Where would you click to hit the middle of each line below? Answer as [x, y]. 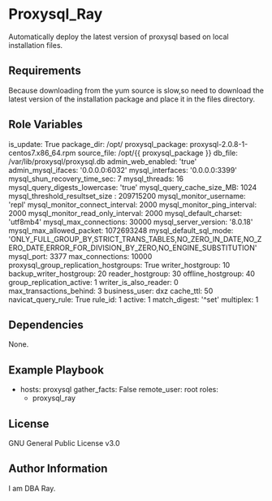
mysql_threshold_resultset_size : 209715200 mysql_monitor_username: [127, 196]
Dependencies [46, 324]
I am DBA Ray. [32, 488]
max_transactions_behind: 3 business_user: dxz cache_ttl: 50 [111, 291]
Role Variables [45, 125]
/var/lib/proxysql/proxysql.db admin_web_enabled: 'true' [103, 161]
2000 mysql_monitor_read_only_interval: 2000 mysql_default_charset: [125, 213]
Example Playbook [56, 370]
